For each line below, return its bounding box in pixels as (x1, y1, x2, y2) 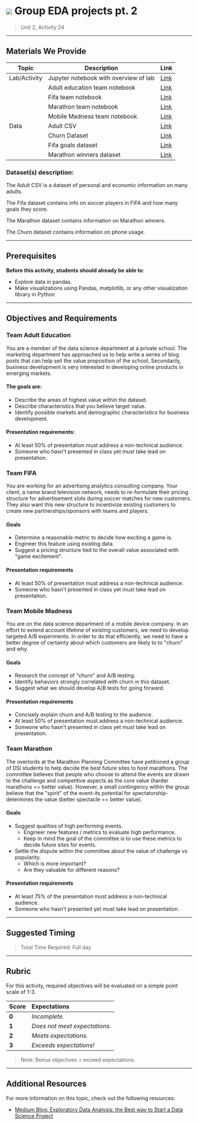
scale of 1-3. (6, 988, 37, 995)
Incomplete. (31, 1012, 65, 1021)
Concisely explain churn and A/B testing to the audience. (14, 711, 153, 718)
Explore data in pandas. (14, 278, 72, 285)
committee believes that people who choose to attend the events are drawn (6, 770, 190, 777)
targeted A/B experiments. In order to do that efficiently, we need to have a (6, 633, 188, 640)
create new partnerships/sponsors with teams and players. (6, 508, 149, 515)
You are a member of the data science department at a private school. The (6, 344, 187, 352)
